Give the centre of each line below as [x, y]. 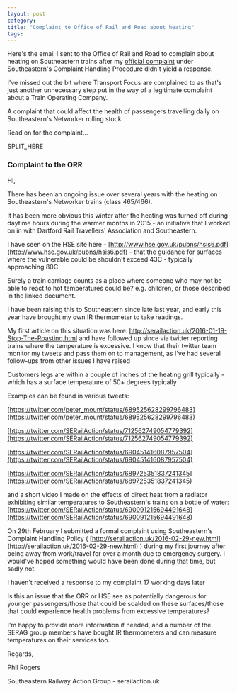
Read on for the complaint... [48, 133]
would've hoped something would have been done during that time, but [111, 561]
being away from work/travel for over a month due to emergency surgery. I [116, 553]
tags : [15, 34]
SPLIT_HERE [25, 147]
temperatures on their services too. [59, 640]
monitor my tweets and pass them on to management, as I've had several [114, 353]
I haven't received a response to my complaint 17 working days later [106, 582]
